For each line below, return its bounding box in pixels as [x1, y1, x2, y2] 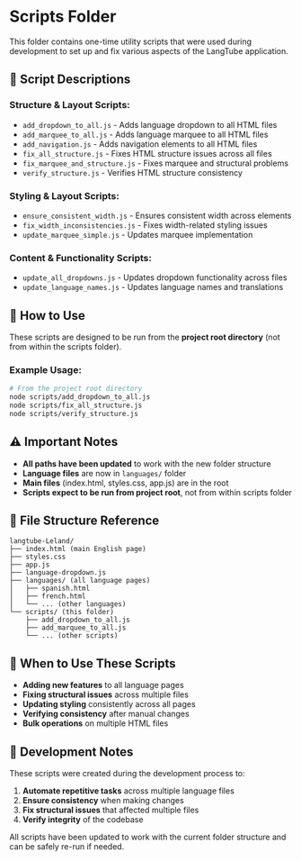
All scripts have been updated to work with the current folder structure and [9, 831, 287, 843]
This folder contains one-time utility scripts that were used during [9, 36, 252, 47]
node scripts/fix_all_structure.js [9, 401, 143, 411]
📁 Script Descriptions [9, 72, 131, 87]
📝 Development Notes [9, 744, 134, 759]
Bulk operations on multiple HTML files [22, 718, 169, 729]
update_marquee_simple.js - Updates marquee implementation [22, 229, 253, 240]
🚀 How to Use [9, 308, 85, 323]
